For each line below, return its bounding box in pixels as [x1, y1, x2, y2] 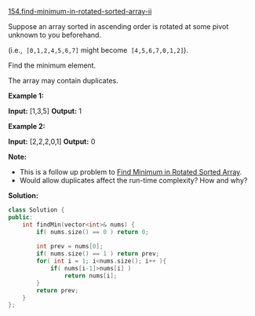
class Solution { [8, 206, 65, 214]
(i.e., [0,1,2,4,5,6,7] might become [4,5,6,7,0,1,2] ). [8, 46, 188, 54]
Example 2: [8, 122, 46, 130]
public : [8, 213, 34, 221]
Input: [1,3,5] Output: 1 [8, 106, 82, 116]
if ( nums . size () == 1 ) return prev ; [36, 250, 159, 258]
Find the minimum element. [8, 61, 97, 70]
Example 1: [8, 91, 45, 101]
